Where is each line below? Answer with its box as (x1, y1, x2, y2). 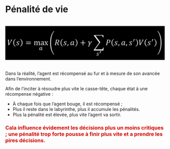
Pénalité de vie (5, 4, 68, 15)
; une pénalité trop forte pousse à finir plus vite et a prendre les (5, 131, 163, 138)
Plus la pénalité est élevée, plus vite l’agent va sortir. (12, 111, 121, 118)
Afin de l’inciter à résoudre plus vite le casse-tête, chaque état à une (5, 86, 148, 92)
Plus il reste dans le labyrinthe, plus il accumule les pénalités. (12, 106, 140, 113)
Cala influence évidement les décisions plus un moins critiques (5, 124, 164, 131)
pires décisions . (5, 137, 46, 144)
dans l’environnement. (5, 76, 52, 82)
